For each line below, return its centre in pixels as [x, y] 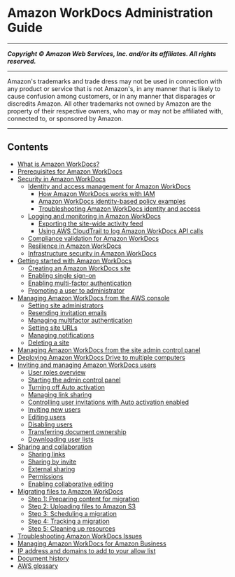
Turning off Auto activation [66, 387]
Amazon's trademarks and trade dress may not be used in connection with [115, 81]
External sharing [51, 469]
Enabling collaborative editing [71, 484]
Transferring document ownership [77, 431]
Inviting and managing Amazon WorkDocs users [87, 365]
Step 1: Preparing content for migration [84, 499]
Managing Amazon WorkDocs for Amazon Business [92, 543]
